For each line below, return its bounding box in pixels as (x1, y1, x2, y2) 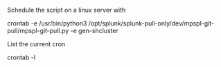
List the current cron (7, 40, 66, 48)
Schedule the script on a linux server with (7, 6, 126, 14)
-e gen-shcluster (70, 27, 119, 35)
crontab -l (7, 53, 36, 61)
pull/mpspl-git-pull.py (7, 27, 69, 35)
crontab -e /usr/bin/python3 (7, 19, 87, 27)
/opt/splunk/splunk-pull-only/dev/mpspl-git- (88, 19, 215, 27)
